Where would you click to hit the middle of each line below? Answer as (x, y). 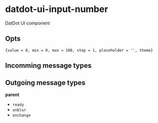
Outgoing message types (45, 83)
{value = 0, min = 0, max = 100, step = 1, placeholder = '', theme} (79, 50)
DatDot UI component (27, 23)
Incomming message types (48, 66)
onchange (21, 115)
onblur (19, 110)
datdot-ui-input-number (57, 9)
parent (12, 94)
